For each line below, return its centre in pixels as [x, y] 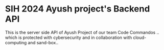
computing [16, 42]
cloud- [140, 37]
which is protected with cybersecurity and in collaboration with [69, 37]
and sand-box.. [43, 42]
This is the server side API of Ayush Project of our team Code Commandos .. [82, 32]
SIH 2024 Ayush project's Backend [78, 9]
